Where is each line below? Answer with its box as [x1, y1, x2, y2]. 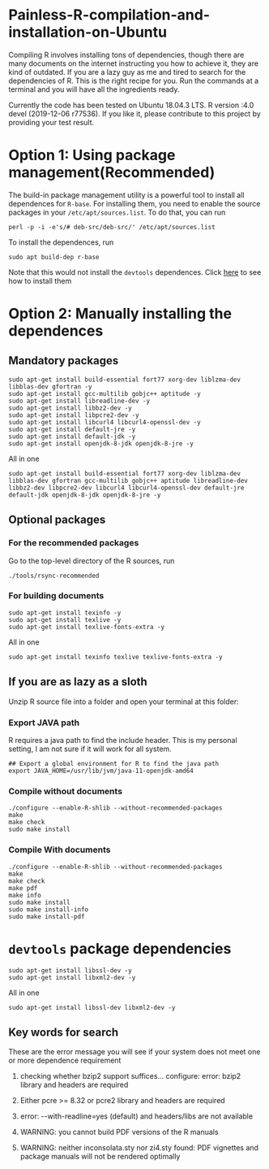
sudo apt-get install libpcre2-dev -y [8, 411, 139, 419]
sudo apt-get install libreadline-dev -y [8, 397, 151, 405]
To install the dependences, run [8, 237, 114, 247]
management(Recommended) [8, 163, 216, 182]
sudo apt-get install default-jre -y [8, 425, 136, 433]
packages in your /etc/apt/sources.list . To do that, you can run [8, 207, 226, 217]
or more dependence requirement [8, 1055, 122, 1066]
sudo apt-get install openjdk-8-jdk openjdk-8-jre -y [8, 439, 194, 448]
